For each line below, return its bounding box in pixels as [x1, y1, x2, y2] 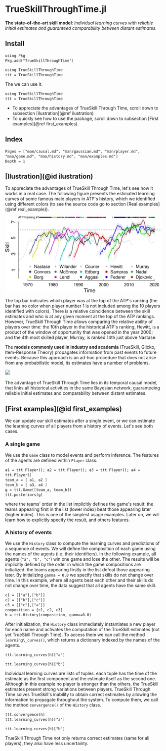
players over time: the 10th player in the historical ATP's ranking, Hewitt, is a [5, 324, 160, 330]
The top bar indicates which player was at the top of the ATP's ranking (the [5, 298, 158, 304]
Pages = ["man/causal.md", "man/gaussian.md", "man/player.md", [5, 149, 140, 154]
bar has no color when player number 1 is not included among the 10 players [5, 303, 161, 309]
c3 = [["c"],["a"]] [5, 602, 45, 607]
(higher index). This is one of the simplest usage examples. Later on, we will [5, 511, 160, 517]
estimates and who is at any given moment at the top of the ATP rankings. [5, 314, 156, 320]
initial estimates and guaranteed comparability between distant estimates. [5, 25, 157, 31]
